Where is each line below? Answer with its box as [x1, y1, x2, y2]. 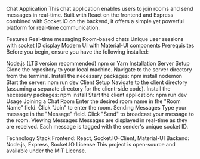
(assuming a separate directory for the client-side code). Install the [6, 85, 171, 92]
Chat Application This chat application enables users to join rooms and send [6, 5, 193, 12]
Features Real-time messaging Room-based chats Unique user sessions [6, 36, 184, 42]
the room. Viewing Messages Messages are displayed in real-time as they [6, 117, 188, 124]
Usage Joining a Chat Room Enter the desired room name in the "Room [6, 98, 181, 105]
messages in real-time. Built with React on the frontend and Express [6, 11, 174, 18]
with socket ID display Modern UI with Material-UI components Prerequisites [6, 42, 195, 49]
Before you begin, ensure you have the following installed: [6, 48, 149, 55]
